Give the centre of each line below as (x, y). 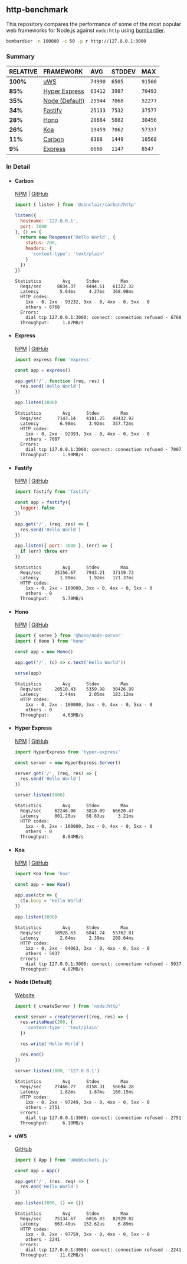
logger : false (37, 508)
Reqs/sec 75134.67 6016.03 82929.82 (77, 1219)
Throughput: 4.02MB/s (52, 969)
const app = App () (37, 1171)
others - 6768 (43, 307)
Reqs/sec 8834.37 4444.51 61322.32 (77, 286)
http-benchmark (37, 10)
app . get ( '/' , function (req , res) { (60, 381)
